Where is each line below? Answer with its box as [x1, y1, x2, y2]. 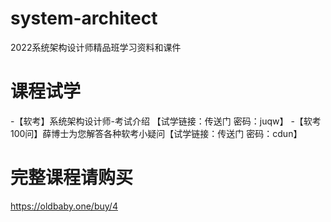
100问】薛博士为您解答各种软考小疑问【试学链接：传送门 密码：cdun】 [10, 127, 303, 139]
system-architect [10, 7, 158, 30]
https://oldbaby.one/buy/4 [10, 200, 118, 212]
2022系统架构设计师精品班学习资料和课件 [10, 41, 182, 53]
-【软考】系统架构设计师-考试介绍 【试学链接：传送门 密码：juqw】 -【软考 [10, 115, 322, 127]
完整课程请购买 [10, 167, 134, 189]
